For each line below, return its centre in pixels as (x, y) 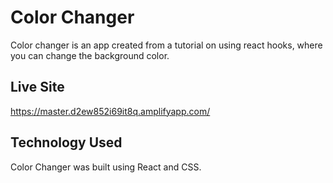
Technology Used (66, 142)
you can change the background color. (90, 55)
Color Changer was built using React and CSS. (106, 167)
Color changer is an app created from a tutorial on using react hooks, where (166, 45)
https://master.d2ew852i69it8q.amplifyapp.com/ (110, 111)
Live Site (37, 87)
